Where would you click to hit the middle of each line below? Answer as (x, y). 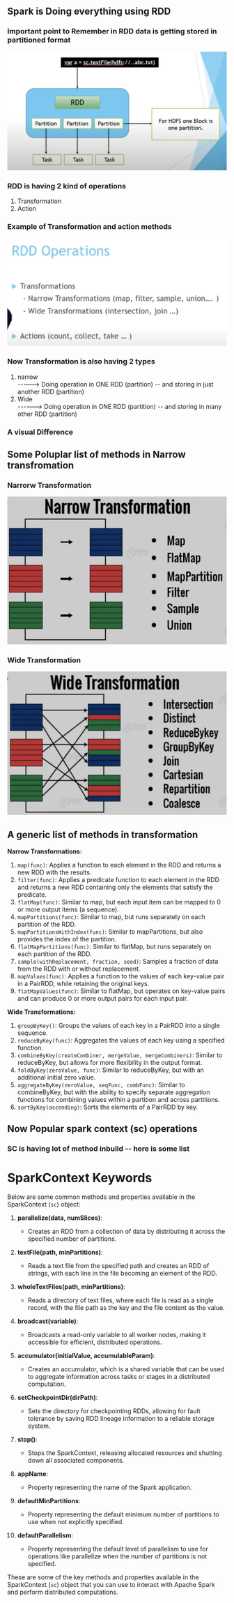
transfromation (41, 466)
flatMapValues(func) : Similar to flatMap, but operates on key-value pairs (121, 991)
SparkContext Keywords (80, 1178)
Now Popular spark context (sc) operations (102, 1129)
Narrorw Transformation (49, 486)
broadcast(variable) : (48, 1321)
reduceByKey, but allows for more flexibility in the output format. (110, 1063)
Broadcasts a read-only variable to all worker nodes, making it (117, 1335)
